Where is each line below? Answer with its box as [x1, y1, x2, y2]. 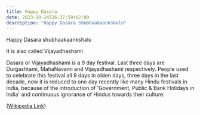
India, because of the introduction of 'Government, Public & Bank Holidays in [6, 85, 195, 92]
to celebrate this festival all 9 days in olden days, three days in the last [6, 72, 179, 79]
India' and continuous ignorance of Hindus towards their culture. [6, 91, 165, 98]
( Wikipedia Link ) [6, 102, 47, 110]
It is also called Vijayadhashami [6, 48, 84, 55]
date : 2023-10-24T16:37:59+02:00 [6, 14, 90, 20]
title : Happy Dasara [6, 8, 58, 15]
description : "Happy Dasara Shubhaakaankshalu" [6, 20, 127, 26]
